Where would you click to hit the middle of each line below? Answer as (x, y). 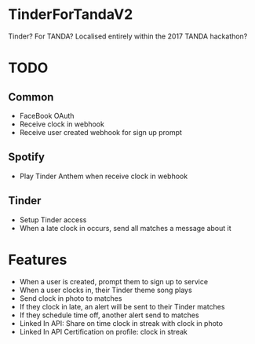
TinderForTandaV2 (71, 15)
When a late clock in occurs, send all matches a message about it (125, 228)
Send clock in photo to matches (71, 298)
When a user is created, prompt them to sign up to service (114, 281)
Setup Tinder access (53, 220)
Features (38, 260)
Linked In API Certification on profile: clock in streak (104, 331)
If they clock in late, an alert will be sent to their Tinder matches (122, 306)
